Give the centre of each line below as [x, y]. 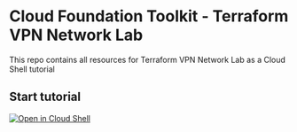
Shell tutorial [32, 69]
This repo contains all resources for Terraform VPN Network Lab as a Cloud [148, 59]
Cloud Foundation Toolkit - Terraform [149, 16]
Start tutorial [45, 97]
